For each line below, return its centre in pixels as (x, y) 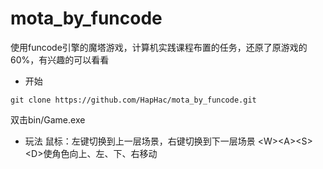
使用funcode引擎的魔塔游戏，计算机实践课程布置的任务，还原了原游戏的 (159, 47)
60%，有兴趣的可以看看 (60, 59)
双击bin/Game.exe (48, 119)
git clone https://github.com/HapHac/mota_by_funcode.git (133, 100)
